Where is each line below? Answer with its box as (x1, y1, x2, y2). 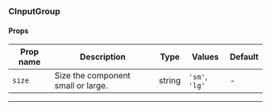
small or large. (54, 80, 108, 91)
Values (191, 51, 219, 62)
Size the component (54, 70, 131, 82)
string (158, 75, 181, 87)
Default (229, 51, 259, 62)
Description (79, 51, 127, 62)
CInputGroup (8, 6, 60, 17)
